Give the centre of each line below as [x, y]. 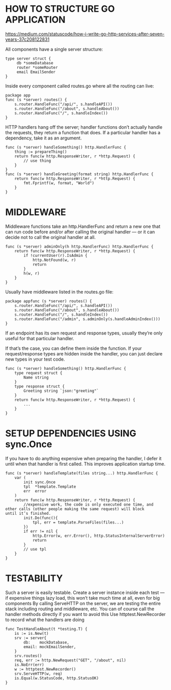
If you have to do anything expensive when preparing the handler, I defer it [83, 458]
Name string [36, 377]
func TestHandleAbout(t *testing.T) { [46, 629]
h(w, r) [32, 273]
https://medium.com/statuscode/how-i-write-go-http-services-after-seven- [85, 34]
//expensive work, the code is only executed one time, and [89, 504]
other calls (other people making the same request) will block [75, 509]
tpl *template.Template [50, 486]
